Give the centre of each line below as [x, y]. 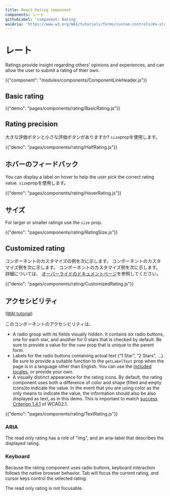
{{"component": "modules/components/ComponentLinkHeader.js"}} [76, 80]
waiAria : [14, 24]
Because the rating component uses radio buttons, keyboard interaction [80, 467]
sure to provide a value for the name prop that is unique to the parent [83, 345]
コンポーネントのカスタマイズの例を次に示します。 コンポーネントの [77, 261]
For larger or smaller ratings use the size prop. [54, 223]
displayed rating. [23, 443]
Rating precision [32, 124]
